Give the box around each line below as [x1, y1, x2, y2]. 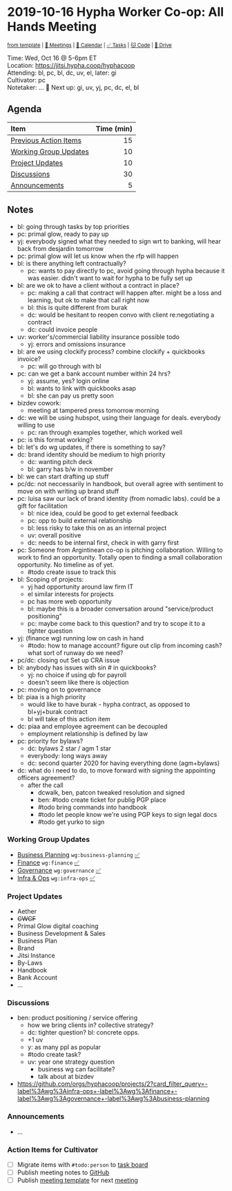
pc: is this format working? [17, 435, 93, 443]
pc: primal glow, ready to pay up [17, 230, 109, 238]
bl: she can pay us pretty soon [27, 391, 114, 400]
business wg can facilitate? [37, 1065, 115, 1073]
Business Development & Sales [17, 930, 106, 938]
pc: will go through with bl [27, 362, 101, 370]
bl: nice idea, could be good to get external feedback [27, 509, 178, 517]
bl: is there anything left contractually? [17, 259, 126, 267]
